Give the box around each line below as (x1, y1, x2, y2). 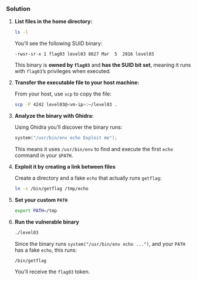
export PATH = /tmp (14, 207, 57, 214)
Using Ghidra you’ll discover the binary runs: (14, 124, 123, 131)
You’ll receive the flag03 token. (14, 268, 90, 275)
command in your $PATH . (14, 152, 73, 159)
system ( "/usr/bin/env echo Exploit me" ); (14, 135, 118, 141)
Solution (6, 5, 31, 13)
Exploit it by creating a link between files (14, 163, 116, 170)
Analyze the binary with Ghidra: (14, 112, 94, 119)
